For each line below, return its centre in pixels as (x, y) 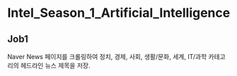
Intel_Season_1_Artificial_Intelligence (119, 13)
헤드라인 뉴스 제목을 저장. (55, 65)
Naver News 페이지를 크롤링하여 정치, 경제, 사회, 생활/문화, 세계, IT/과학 (107, 57)
